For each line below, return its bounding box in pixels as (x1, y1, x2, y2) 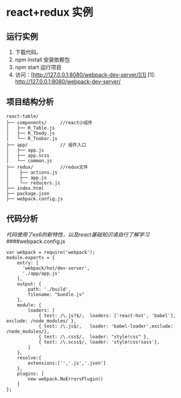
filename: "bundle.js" (28, 291, 85, 297)
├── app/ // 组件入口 (6, 142, 87, 148)
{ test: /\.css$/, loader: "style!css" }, (38, 333, 149, 340)
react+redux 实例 (6, 5, 93, 19)
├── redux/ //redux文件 (6, 164, 88, 170)
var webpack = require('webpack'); (6, 249, 96, 255)
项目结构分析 (6, 97, 54, 107)
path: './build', (28, 286, 71, 292)
